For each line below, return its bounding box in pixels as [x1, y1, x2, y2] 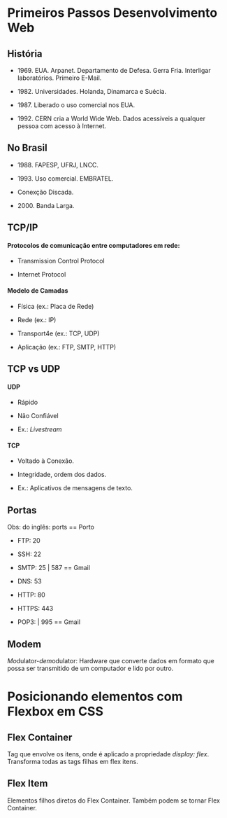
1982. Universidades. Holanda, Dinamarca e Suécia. [17, 88, 167, 95]
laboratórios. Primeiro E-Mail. [17, 74, 102, 82]
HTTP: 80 [17, 590, 45, 599]
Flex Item [7, 777, 48, 789]
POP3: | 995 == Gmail [17, 618, 81, 626]
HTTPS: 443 [17, 604, 54, 613]
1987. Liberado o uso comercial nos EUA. [17, 101, 136, 109]
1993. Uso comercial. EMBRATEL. [17, 174, 114, 183]
